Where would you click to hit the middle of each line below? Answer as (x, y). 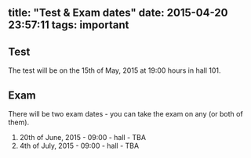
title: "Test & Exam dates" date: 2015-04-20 (118, 13)
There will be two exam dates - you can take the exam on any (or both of (125, 114)
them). (19, 122)
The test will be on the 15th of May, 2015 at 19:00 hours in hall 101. (115, 70)
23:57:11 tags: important (69, 25)
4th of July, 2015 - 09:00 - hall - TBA (79, 146)
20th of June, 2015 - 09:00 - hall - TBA (83, 138)
